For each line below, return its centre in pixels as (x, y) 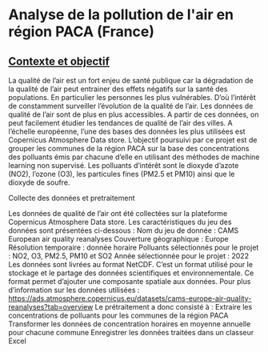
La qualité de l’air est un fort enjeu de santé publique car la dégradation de (131, 80)
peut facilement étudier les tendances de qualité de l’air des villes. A (121, 123)
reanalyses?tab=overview (51, 307)
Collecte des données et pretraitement (72, 198)
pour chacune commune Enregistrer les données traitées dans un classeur (131, 332)
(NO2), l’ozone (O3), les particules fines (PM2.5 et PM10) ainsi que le (122, 174)
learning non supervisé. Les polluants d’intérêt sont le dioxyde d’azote (124, 165)
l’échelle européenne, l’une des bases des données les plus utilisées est (127, 131)
